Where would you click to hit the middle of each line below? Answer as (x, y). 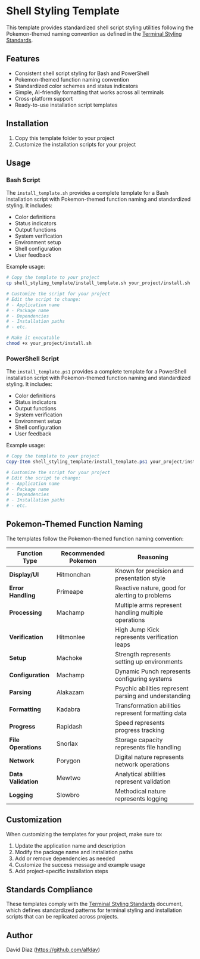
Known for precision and (149, 571)
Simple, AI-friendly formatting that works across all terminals (89, 92)
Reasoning (153, 557)
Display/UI (24, 574)
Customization (34, 820)
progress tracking (140, 730)
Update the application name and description (70, 846)
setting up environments (149, 661)
